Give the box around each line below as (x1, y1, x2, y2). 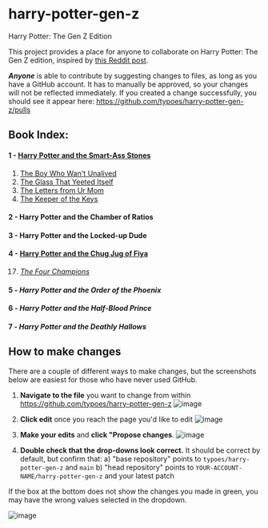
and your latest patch (104, 470, 174, 481)
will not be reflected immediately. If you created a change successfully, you (8, 87, 258, 97)
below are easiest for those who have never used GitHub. (8, 374, 198, 385)
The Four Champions (19, 266, 90, 276)
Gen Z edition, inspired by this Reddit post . (8, 55, 149, 65)
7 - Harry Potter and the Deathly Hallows (8, 321, 146, 331)
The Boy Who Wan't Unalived (19, 168, 118, 178)
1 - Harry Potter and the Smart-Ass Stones (8, 150, 151, 160)
